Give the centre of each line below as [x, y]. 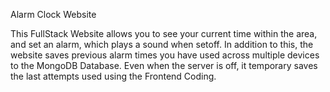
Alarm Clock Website [53, 14]
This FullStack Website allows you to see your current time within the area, [164, 33]
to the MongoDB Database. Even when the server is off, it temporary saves [164, 65]
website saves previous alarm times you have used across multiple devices [165, 55]
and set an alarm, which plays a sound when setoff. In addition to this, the [162, 44]
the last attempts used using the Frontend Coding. [113, 76]
